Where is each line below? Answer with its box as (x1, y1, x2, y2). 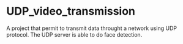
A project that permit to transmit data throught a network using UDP (6, 24, 177, 32)
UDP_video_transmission (6, 4, 136, 18)
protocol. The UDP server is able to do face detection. (6, 31, 143, 38)
